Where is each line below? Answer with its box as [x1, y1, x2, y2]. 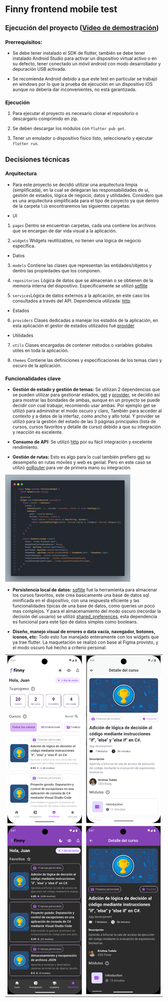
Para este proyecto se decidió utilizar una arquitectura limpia [12, 181, 137, 187]
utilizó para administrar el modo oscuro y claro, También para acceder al [12, 408, 162, 414]
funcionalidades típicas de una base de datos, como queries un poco [12, 603, 155, 609]
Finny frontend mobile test [5, 4, 117, 15]
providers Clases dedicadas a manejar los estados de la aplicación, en [12, 317, 158, 323]
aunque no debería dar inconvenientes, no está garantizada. [12, 86, 136, 92]
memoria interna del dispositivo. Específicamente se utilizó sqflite [12, 282, 148, 288]
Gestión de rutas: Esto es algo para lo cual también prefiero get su [12, 454, 150, 460]
